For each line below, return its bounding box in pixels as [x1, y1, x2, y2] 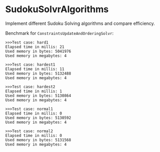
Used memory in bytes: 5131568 [5, 137, 71, 142]
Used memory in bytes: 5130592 [5, 115, 71, 120]
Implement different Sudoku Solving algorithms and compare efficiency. [5, 20, 155, 26]
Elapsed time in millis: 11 [5, 66, 65, 71]
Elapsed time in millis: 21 [5, 44, 65, 49]
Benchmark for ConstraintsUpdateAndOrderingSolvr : [5, 30, 114, 36]
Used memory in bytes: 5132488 [5, 71, 71, 76]
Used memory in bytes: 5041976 [5, 49, 71, 54]
